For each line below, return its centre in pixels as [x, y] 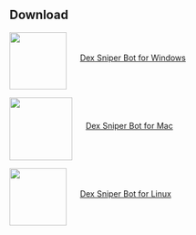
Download [39, 15]
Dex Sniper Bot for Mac [129, 125]
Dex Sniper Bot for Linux [125, 193]
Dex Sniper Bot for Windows [133, 58]
